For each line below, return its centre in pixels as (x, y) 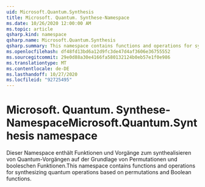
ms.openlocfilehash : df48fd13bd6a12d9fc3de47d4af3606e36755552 (88, 52)
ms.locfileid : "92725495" (39, 80)
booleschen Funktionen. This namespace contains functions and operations (101, 166)
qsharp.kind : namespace (37, 35)
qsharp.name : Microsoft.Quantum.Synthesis (61, 40)
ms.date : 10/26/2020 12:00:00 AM (49, 23)
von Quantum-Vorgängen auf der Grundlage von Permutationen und (92, 160)
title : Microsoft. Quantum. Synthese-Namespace (68, 18)
